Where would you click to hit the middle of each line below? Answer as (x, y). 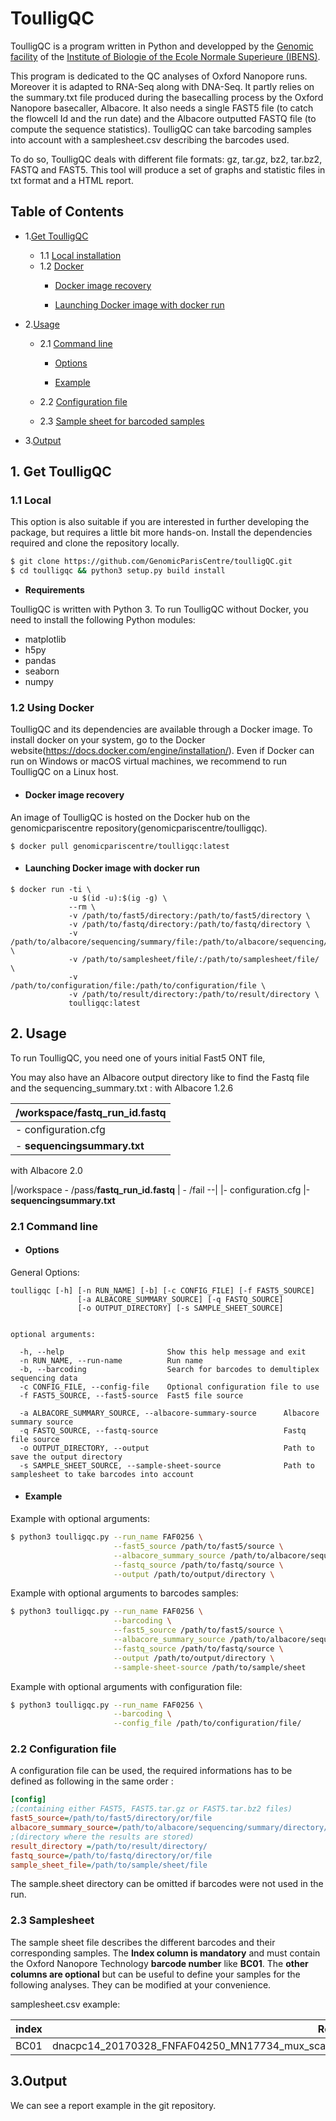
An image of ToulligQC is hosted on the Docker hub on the (130, 817)
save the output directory (66, 1457)
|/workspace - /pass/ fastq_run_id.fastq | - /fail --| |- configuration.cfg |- (160, 1189)
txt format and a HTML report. (72, 180)
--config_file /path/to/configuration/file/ (207, 1723)
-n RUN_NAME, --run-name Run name (111, 1360)
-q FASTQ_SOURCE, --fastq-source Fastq (163, 1430)
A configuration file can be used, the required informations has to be (151, 1771)
